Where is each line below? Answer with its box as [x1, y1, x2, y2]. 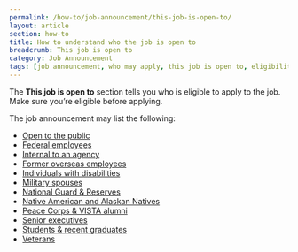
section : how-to [9, 29, 69, 38]
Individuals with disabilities [21, 167, 121, 178]
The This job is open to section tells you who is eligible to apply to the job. [9, 86, 281, 97]
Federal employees [21, 139, 92, 150]
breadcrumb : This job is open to [9, 46, 133, 55]
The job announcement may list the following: [9, 112, 176, 124]
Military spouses [21, 177, 82, 187]
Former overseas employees [21, 158, 127, 169]
